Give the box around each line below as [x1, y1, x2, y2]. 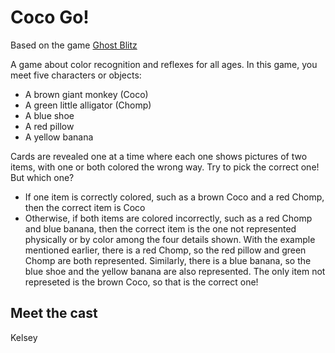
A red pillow [24, 120, 75, 132]
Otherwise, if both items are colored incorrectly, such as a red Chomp [24, 212, 313, 224]
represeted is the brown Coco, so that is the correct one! [24, 276, 259, 288]
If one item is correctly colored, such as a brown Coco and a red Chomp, [24, 191, 325, 203]
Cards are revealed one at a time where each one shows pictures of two [10, 150, 308, 162]
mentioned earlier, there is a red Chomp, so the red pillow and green [24, 244, 307, 256]
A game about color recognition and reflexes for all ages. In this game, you [10, 58, 318, 70]
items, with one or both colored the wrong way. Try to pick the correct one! [10, 161, 320, 173]
